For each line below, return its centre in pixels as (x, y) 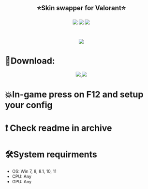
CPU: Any (22, 176)
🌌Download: (30, 61)
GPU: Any (22, 182)
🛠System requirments (51, 155)
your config (29, 105)
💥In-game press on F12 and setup (74, 94)
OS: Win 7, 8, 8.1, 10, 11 (34, 172)
